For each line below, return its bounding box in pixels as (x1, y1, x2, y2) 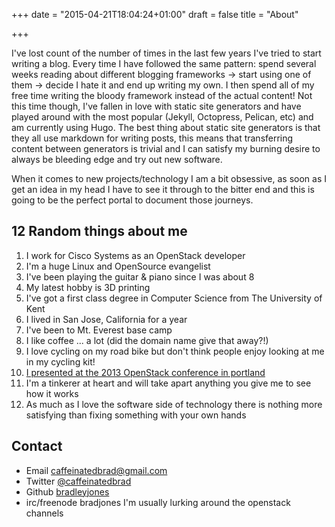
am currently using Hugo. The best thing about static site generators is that (11, 122, 321, 133)
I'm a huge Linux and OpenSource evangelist (25, 260, 211, 272)
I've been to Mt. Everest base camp (25, 324, 173, 336)
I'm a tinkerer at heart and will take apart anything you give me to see (25, 377, 312, 389)
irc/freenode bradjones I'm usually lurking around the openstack (25, 496, 291, 508)
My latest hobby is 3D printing (25, 281, 151, 293)
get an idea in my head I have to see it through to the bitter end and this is (11, 184, 315, 195)
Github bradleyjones (25, 485, 110, 498)
